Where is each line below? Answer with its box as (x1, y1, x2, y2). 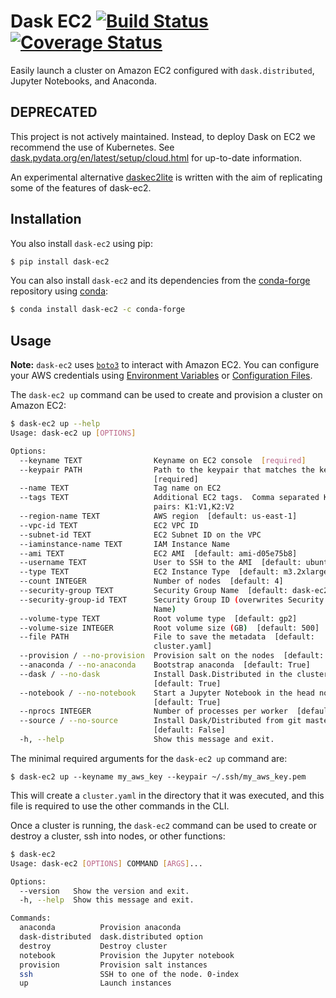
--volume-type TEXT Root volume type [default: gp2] (19, 613, 298, 624)
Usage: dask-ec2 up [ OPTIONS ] (10, 428, 137, 438)
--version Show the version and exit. (19, 886, 190, 896)
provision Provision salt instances (19, 960, 208, 970)
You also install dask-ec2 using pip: (10, 237, 153, 249)
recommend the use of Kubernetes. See (10, 141, 175, 153)
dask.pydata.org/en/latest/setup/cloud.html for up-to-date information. (10, 151, 302, 164)
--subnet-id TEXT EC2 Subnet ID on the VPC (19, 530, 262, 540)
